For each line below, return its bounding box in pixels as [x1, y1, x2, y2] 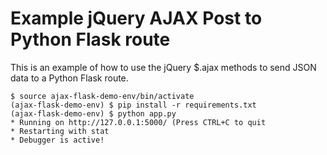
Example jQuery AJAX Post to [10, 7, 263, 30]
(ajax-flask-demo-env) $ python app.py [10, 108, 177, 119]
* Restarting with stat [10, 126, 110, 136]
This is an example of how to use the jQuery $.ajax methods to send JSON [10, 61, 317, 73]
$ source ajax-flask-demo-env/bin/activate [10, 91, 195, 101]
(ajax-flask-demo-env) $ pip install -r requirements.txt [10, 100, 257, 110]
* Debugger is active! [10, 135, 105, 145]
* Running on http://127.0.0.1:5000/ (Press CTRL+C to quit [10, 117, 267, 127]
